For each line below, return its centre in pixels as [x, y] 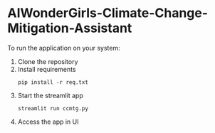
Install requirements [47, 69]
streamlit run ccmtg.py [53, 108]
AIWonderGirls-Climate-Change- [108, 13]
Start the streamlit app [50, 95]
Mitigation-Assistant [70, 28]
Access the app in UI [48, 122]
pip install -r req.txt [53, 82]
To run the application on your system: [64, 48]
